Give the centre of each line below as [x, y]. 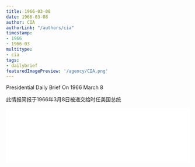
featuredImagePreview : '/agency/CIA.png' [57, 71]
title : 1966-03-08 [28, 11]
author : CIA [20, 22]
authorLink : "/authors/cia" [40, 28]
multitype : [19, 49]
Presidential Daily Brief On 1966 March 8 [55, 87]
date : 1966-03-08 [27, 17]
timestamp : [19, 33]
